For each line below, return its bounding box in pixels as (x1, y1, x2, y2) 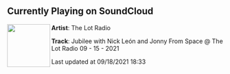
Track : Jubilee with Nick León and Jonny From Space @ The (51, 37, 223, 45)
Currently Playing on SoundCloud (7, 5, 154, 17)
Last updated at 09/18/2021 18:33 (51, 58, 146, 66)
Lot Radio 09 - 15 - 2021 (51, 44, 119, 52)
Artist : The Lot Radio (51, 23, 111, 32)
